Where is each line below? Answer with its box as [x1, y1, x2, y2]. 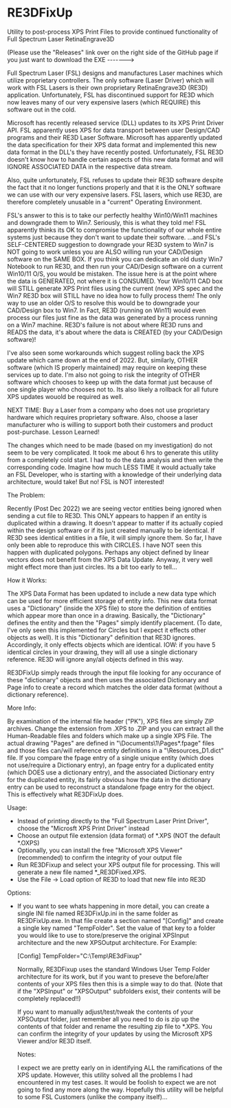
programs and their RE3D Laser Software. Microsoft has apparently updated [7, 133, 223, 142]
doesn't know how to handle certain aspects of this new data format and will [7, 155, 223, 163]
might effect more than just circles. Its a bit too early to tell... [7, 563, 177, 571]
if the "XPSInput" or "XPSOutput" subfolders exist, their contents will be [16, 987, 221, 995]
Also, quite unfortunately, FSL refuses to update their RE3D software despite [7, 175, 223, 184]
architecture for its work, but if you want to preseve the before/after [16, 972, 209, 981]
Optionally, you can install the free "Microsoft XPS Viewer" [16, 846, 184, 854]
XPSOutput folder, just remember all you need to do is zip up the [16, 1014, 199, 1023]
